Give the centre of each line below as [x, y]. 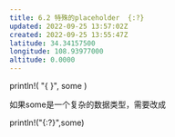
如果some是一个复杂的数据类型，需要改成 [88, 104]
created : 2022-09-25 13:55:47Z [69, 34]
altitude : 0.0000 [42, 60]
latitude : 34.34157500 [52, 43]
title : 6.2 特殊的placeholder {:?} [77, 18]
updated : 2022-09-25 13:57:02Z [69, 26]
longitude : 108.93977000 [57, 52]
